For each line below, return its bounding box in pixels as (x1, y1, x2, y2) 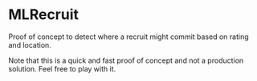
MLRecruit (8, 6, 79, 24)
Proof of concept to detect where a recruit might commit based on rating (8, 32, 249, 41)
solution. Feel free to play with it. (8, 64, 116, 73)
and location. (8, 40, 52, 49)
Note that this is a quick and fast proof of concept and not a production (8, 56, 244, 65)
